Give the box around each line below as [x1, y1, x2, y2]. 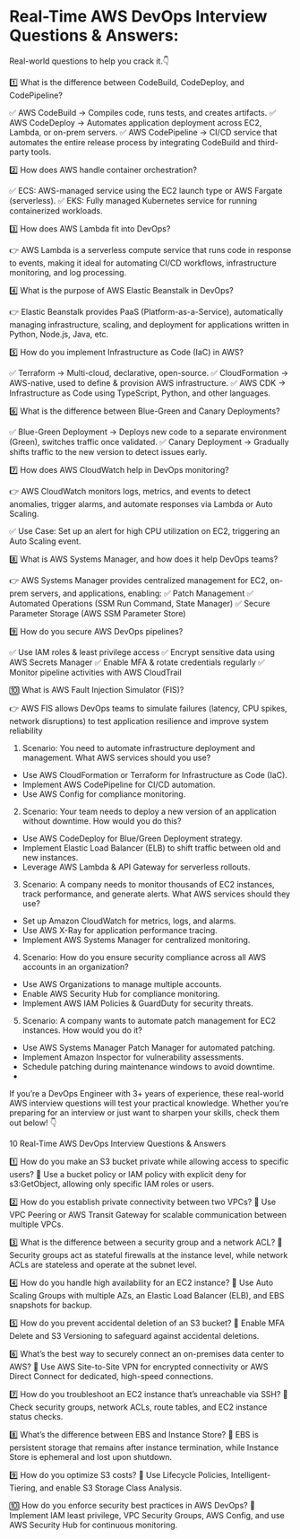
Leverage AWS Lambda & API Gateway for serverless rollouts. [21, 861, 251, 872]
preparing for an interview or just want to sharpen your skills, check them [9, 1106, 280, 1118]
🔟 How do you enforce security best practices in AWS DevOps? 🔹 [9, 1500, 255, 1510]
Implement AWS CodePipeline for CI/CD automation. [21, 779, 216, 790]
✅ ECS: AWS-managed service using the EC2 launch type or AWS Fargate [9, 185, 283, 196]
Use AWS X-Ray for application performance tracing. [21, 924, 218, 935]
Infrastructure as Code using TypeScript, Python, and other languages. [9, 388, 271, 398]
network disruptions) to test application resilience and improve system [9, 715, 269, 726]
